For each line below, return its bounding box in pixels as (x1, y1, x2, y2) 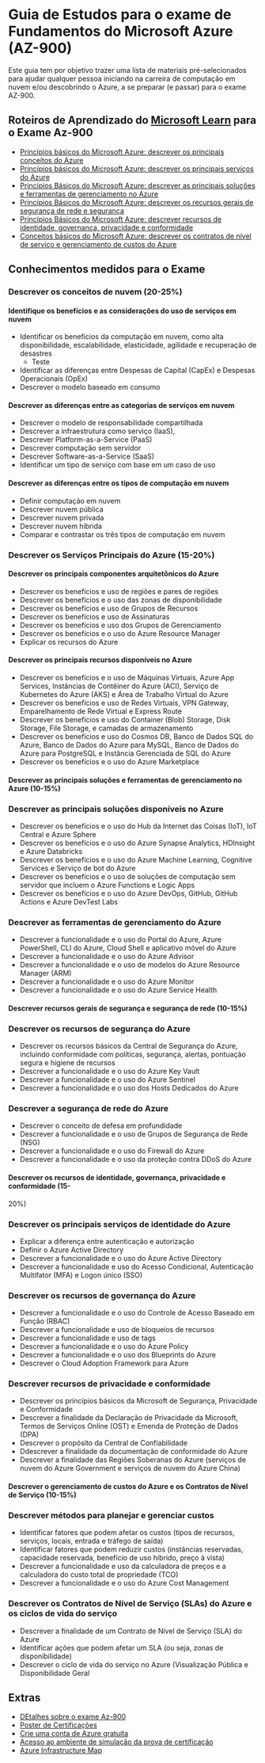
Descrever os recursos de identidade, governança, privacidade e (8, 1172, 226, 1182)
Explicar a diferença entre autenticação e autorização (19, 1236, 195, 1246)
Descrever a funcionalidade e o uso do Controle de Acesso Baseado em (19, 1308, 255, 1318)
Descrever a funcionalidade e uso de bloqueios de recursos (19, 1325, 215, 1335)
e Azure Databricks (19, 846, 83, 856)
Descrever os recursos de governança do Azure (8, 1289, 196, 1300)
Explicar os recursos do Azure (19, 637, 119, 646)
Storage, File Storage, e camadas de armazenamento (19, 723, 194, 733)
